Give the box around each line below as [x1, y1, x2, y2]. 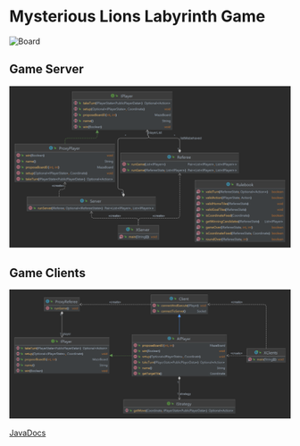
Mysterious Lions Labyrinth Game [9, 6, 266, 27]
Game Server [9, 62, 85, 77]
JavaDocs [9, 427, 46, 438]
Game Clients [9, 265, 87, 281]
